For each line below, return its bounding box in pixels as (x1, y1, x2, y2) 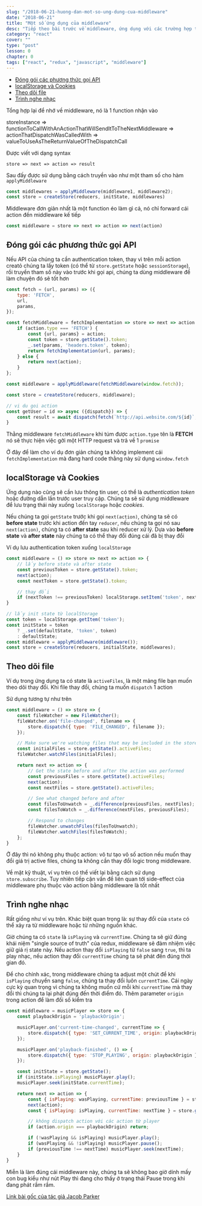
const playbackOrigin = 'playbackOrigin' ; (17, 1014, 125, 1020)
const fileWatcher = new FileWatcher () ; (17, 712, 120, 718)
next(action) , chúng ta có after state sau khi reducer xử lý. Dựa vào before (6, 526, 194, 533)
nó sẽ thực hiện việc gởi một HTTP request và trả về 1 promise (6, 437, 159, 444)
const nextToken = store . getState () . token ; (17, 578, 128, 584)
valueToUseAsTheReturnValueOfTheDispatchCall (6, 137, 127, 145)
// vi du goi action (6, 403, 58, 409)
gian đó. (6, 959, 27, 966)
